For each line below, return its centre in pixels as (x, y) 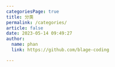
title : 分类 (20, 17)
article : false (25, 28)
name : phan (25, 45)
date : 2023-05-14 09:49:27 (39, 33)
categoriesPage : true (33, 11)
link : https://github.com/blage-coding (60, 50)
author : (16, 39)
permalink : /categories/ (37, 22)
